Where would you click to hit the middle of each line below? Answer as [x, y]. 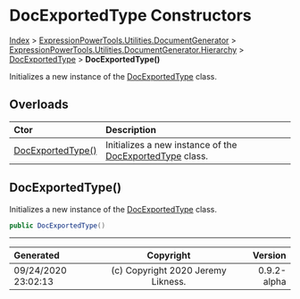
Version [269, 255]
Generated [37, 255]
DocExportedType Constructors [130, 16]
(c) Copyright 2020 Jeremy [169, 270]
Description [131, 129]
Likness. [169, 282]
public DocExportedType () [57, 225]
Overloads [39, 105]
